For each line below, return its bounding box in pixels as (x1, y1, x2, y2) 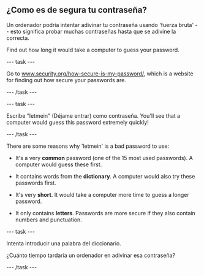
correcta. (6, 34, 29, 42)
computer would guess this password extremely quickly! (6, 118, 149, 126)
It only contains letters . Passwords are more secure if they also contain (15, 209, 196, 217)
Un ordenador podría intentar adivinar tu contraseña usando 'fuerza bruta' (6, 21, 194, 28)
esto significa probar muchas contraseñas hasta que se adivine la (10, 28, 176, 35)
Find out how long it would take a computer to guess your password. (6, 46, 179, 53)
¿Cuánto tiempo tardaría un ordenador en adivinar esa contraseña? (6, 251, 176, 259)
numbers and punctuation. (15, 216, 83, 223)
